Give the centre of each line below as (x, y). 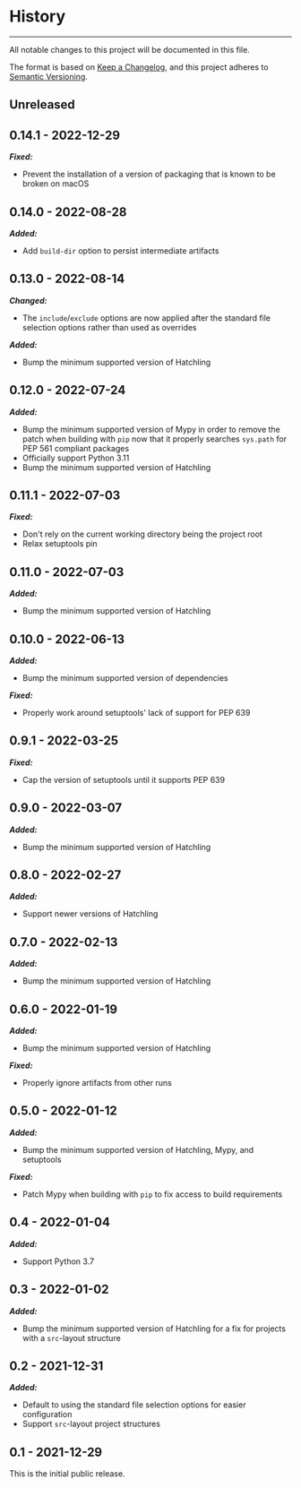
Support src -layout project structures (91, 1424)
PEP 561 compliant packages (76, 448)
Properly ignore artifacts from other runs (97, 1083)
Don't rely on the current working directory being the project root (142, 534)
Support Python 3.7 (58, 1261)
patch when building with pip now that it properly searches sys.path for (155, 439)
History (38, 17)
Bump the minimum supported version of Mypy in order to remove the (151, 429)
